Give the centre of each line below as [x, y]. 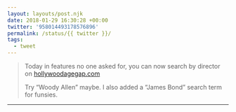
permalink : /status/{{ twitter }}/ [59, 33]
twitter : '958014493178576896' [53, 27]
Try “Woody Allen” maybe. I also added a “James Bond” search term [123, 87]
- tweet [25, 46]
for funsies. [41, 94]
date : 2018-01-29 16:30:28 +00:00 [58, 20]
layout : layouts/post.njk [45, 14]
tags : [15, 40]
